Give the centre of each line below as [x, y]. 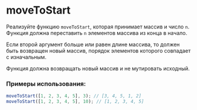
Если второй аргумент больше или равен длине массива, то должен [93, 44]
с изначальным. [26, 57]
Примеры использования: [46, 83]
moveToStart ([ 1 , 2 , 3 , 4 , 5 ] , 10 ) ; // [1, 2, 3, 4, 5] [75, 102]
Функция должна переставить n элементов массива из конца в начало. [97, 33]
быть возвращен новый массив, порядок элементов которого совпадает [98, 50]
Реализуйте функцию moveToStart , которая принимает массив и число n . [98, 27]
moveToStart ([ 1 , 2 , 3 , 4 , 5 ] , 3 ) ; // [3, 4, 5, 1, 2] [74, 96]
